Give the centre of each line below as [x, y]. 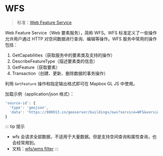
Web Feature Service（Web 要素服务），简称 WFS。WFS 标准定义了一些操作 [81, 32]
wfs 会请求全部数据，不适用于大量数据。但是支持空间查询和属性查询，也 [84, 137]
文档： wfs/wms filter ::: [35, 149]
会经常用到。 [25, 143]
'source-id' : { [20, 103]
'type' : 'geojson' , [29, 108]
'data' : [17, 112]
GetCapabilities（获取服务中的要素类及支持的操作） [63, 55]
